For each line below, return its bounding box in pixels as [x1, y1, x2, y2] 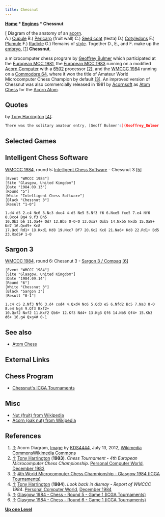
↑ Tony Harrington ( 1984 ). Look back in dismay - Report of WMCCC [12, 481, 151, 487]
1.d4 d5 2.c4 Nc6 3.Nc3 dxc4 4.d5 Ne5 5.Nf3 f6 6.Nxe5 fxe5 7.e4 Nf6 [5, 210, 151, 215]
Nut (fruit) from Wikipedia [12, 413, 64, 418]
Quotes [5, 101, 28, 109]
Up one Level [5, 506, 32, 512]
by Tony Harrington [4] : [5, 114, 53, 120]
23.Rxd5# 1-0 [5, 232, 32, 237]
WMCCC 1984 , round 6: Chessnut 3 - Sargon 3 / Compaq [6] [5, 258, 129, 264]
